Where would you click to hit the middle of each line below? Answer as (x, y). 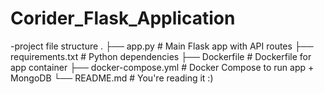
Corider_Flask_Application (123, 18)
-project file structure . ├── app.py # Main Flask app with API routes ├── (162, 46)
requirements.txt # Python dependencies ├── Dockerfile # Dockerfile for (161, 56)
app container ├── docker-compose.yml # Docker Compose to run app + (162, 67)
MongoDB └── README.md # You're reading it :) (112, 78)
